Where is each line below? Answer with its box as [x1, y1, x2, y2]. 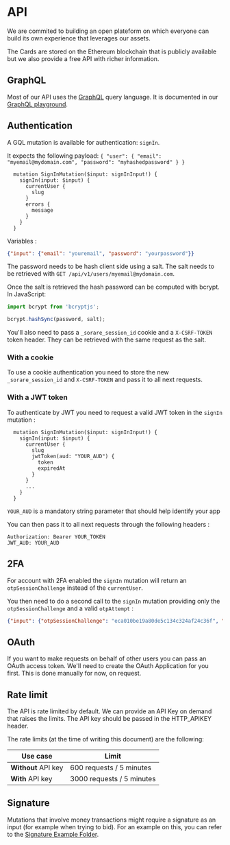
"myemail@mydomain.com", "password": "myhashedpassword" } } [7, 158, 186, 165]
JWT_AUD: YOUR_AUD [7, 539, 60, 546]
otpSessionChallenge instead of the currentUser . [7, 584, 144, 592]
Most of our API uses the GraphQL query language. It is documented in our [7, 93, 218, 101]
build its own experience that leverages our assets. [7, 34, 151, 42]
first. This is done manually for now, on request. [7, 669, 142, 678]
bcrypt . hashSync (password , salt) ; [7, 316, 106, 323]
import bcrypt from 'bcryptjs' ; [7, 303, 99, 311]
